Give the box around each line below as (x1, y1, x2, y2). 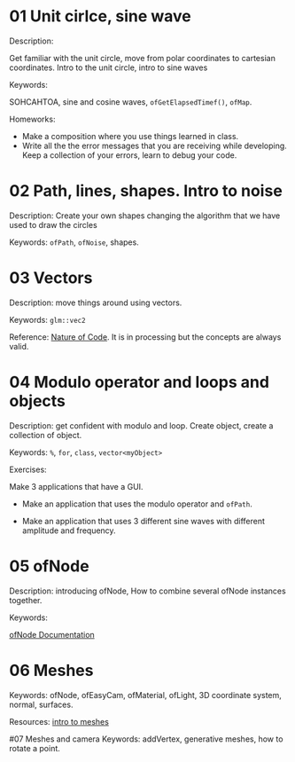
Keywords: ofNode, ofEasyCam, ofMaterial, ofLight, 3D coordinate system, (9, 689, 282, 700)
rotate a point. (9, 742, 60, 753)
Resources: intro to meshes (9, 716, 109, 727)
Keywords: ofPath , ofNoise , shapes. (9, 237, 139, 247)
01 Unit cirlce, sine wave (9, 6, 192, 27)
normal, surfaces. (9, 699, 74, 710)
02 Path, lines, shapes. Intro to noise (9, 181, 283, 201)
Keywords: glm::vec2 (9, 314, 86, 325)
